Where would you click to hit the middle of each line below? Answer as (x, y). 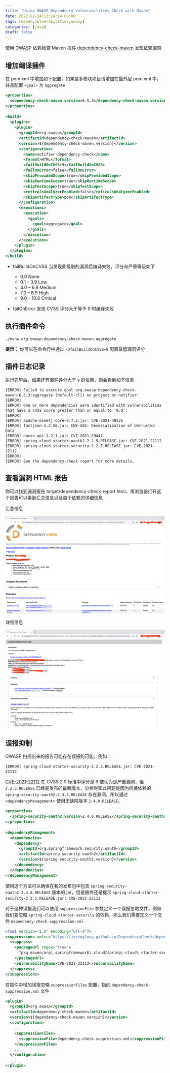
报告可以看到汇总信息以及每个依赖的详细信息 (56, 498)
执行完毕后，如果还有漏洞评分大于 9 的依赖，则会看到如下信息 (70, 380)
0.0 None (30, 277)
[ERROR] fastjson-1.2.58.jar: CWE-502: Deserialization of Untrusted (80, 425)
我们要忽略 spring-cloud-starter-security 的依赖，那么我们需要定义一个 (81, 914)
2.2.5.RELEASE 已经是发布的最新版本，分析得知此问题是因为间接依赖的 (78, 788)
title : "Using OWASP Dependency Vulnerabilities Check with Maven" (78, 11)
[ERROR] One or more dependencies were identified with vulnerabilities (83, 405)
